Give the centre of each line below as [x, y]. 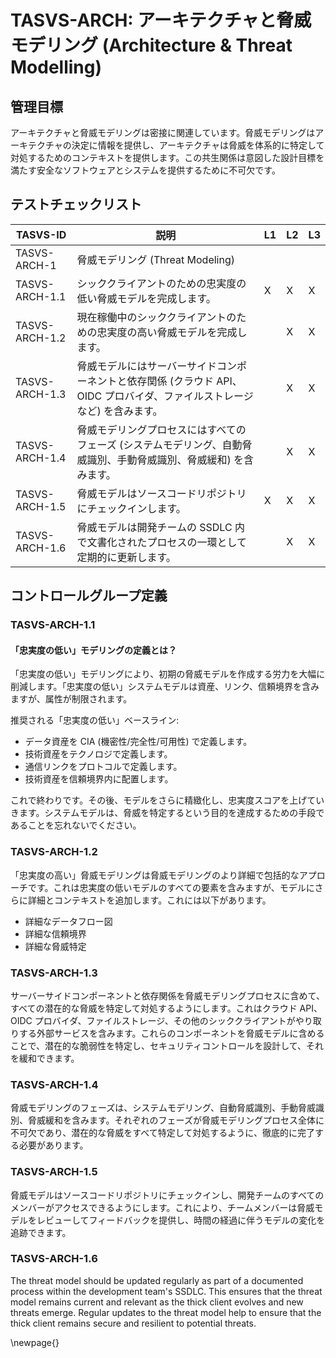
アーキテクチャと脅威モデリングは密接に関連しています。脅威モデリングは [163, 132]
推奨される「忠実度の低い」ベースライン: [95, 720]
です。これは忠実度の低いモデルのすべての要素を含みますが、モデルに [171, 887]
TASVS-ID [41, 234]
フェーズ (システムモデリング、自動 [159, 444]
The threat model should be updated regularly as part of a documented [157, 1280]
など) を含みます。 [119, 411]
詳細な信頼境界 [55, 933]
